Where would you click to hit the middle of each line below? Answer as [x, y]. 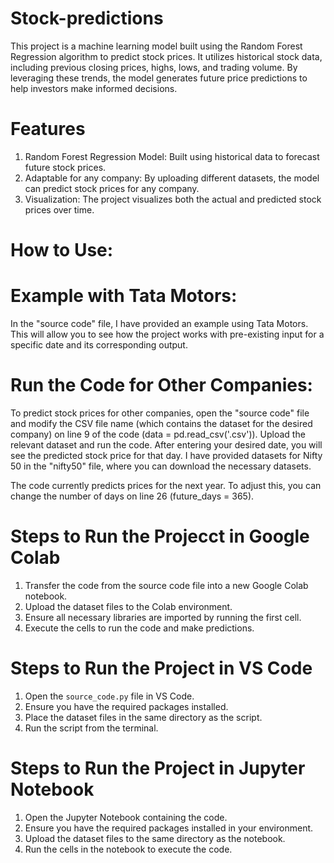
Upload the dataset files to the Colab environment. [128, 606]
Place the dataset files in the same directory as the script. [143, 717]
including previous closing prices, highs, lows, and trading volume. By [154, 67]
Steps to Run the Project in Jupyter [158, 768]
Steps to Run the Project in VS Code [161, 668]
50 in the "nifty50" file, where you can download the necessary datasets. [161, 466]
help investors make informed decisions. [94, 88]
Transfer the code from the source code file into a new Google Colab [166, 585]
